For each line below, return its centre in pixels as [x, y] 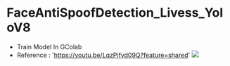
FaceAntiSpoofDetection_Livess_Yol [115, 13]
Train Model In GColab [49, 47]
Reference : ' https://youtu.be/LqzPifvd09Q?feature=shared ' [103, 55]
